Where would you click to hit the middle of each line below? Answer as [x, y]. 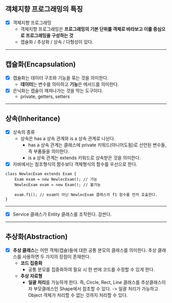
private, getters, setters [45, 96]
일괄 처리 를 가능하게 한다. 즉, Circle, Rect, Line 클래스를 [84, 282]
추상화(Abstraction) [37, 237]
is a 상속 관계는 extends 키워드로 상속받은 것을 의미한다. [84, 158]
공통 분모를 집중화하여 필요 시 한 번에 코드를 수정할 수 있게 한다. [91, 269]
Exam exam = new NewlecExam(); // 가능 [56, 179]
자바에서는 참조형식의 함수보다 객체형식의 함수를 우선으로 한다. [75, 164]
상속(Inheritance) [33, 119]
